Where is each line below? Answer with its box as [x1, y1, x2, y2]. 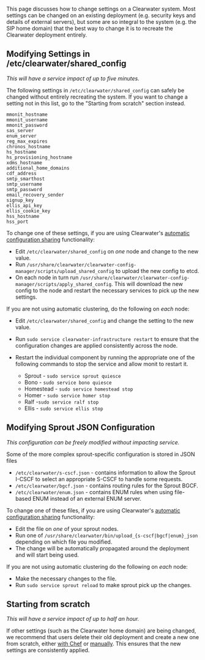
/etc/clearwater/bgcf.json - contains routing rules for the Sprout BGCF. [15, 482, 198, 489]
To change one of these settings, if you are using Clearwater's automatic [6, 229, 190, 236]
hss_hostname [6, 213, 40, 219]
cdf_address [6, 170, 37, 176]
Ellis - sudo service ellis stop [24, 404, 103, 412]
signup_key [6, 197, 34, 203]
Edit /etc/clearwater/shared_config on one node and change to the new [15, 247, 199, 255]
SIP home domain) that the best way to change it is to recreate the [6, 24, 173, 32]
